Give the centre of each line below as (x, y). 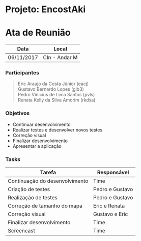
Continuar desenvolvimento (41, 124)
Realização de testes (33, 198)
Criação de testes (29, 190)
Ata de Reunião (38, 33)
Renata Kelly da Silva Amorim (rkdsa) (57, 100)
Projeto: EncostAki (46, 9)
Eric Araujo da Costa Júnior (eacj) (53, 84)
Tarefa (48, 173)
